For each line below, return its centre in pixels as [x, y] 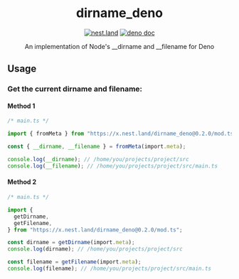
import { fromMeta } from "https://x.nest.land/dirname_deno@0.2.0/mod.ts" [122, 134]
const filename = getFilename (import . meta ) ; [74, 262]
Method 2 [22, 182]
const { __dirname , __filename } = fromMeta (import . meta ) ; [97, 147]
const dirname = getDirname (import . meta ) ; [71, 243]
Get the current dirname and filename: [75, 89]
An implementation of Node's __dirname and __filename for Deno [119, 46]
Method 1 [21, 106]
